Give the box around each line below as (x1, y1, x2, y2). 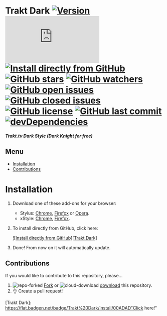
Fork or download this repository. (44, 282, 152, 288)
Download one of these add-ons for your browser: (12, 200, 117, 206)
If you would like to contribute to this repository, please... (5, 272, 123, 278)
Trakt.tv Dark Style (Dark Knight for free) (5, 133, 93, 139)
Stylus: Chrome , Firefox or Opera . (20, 210, 90, 216)
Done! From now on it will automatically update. (12, 244, 111, 251)
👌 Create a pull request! (12, 288, 63, 294)
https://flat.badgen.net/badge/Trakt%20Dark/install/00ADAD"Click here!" (5, 304, 157, 311)
